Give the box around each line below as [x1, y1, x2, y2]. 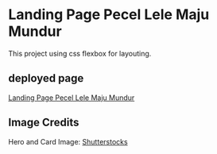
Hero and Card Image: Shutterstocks [8, 137, 129, 146]
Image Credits [8, 116, 79, 129]
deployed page [8, 71, 84, 85]
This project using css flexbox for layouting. [8, 48, 152, 58]
